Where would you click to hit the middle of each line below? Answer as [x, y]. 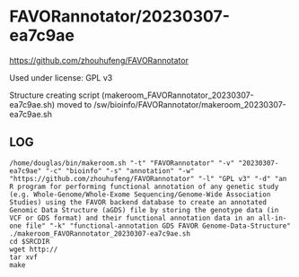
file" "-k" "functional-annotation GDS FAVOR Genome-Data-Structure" [158, 226]
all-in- [273, 218]
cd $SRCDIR [30, 241]
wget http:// [34, 249]
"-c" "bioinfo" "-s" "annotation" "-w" [120, 171]
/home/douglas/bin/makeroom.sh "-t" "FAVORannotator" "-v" [122, 163]
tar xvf [24, 257]
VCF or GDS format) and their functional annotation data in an [132, 218]
